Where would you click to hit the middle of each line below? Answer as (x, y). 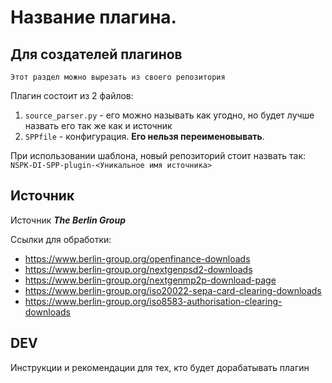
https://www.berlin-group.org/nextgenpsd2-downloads (138, 269)
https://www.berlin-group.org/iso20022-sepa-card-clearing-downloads (173, 290)
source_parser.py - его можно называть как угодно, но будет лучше (169, 115)
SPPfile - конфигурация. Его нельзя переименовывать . (144, 136)
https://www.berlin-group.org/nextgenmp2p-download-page (150, 280)
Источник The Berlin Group (68, 220)
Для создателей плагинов (96, 54)
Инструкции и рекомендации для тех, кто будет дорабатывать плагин (160, 367)
